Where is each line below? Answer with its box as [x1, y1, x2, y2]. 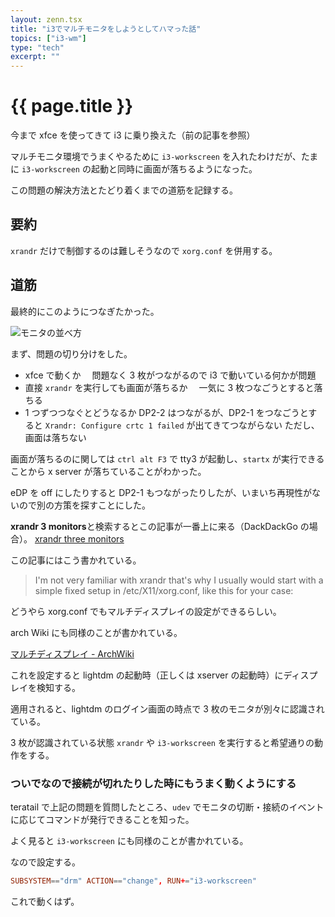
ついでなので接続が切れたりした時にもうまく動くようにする [10, 776, 297, 790]
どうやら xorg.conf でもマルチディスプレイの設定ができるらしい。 [10, 605, 282, 617]
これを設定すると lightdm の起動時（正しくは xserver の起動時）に [10, 669, 284, 681]
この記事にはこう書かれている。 [10, 554, 142, 566]
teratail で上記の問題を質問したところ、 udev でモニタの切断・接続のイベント [10, 801, 325, 813]
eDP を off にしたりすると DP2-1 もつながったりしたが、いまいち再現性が [10, 486, 312, 498]
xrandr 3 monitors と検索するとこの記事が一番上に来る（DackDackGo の [10, 520, 310, 532]
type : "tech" [10, 42, 65, 53]
